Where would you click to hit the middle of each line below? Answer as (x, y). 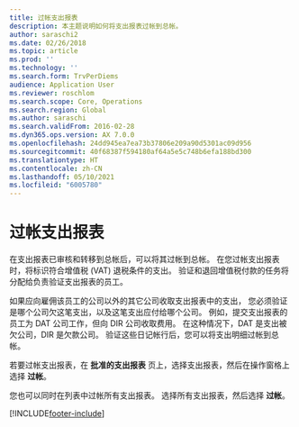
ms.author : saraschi (48, 118)
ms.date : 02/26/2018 (48, 43)
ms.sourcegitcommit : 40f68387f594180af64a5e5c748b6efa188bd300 (131, 151)
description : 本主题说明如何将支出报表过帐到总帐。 (96, 26)
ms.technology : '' (44, 68)
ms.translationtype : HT (54, 160)
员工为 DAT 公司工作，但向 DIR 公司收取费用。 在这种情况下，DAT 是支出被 (148, 323)
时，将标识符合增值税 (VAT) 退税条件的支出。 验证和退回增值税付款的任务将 (149, 270)
